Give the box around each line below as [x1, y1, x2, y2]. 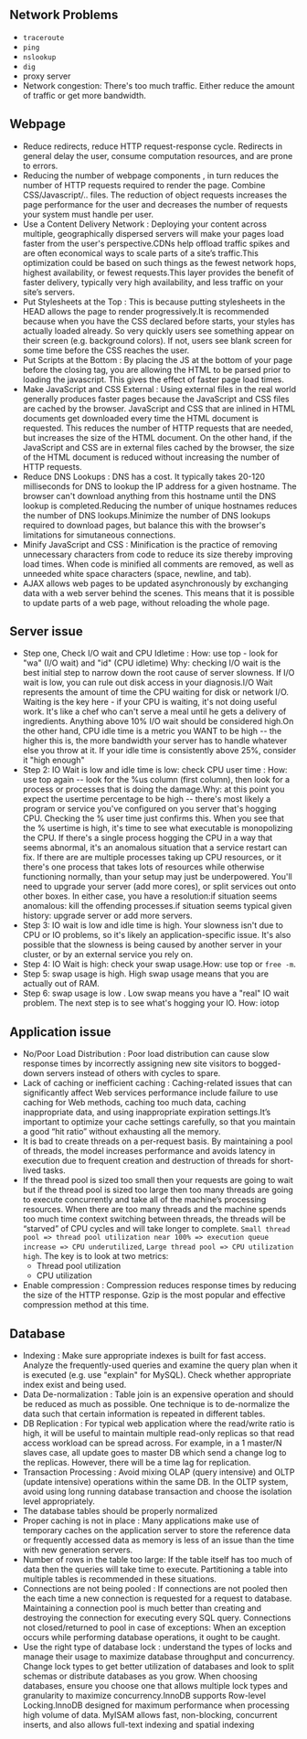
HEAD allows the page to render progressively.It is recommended [22, 305, 270, 316]
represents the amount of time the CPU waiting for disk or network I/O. [22, 687, 290, 698]
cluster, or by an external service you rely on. [22, 949, 194, 960]
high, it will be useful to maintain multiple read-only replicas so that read [22, 1428, 295, 1439]
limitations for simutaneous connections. [22, 529, 176, 540]
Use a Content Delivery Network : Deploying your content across [22, 219, 268, 229]
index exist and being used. [22, 1380, 127, 1391]
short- [270, 1156, 294, 1167]
